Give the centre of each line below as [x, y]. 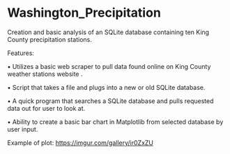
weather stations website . [45, 74]
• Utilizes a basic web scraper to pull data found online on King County [109, 66]
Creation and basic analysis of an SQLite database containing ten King [108, 32]
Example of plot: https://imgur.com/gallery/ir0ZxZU [80, 143]
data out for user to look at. [46, 108]
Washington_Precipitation [84, 13]
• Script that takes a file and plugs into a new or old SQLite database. [106, 87]
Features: [21, 53]
